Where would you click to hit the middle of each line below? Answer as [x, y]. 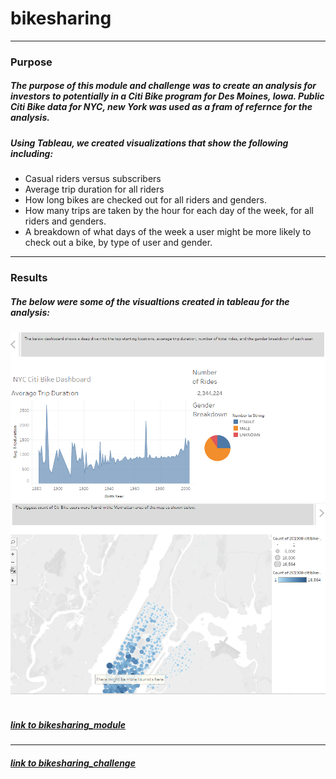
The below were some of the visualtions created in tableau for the [150, 301]
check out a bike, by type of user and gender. [118, 243]
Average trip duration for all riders [94, 189]
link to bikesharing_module [68, 725]
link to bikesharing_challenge [73, 763]
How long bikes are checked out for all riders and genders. [145, 200]
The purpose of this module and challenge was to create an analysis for [163, 86]
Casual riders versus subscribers [93, 179]
